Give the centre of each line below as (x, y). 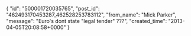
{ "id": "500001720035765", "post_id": (53, 9)
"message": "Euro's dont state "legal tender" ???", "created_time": (87, 21)
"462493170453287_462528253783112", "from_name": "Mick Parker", (91, 15)
